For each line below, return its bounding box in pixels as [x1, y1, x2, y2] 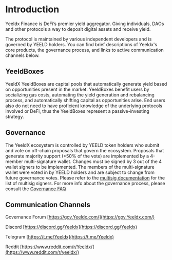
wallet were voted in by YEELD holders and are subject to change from [5, 169, 155, 175]
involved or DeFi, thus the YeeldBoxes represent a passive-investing [5, 108, 150, 114]
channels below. [5, 52, 40, 58]
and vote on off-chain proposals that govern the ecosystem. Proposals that [5, 147, 164, 153]
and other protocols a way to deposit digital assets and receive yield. [5, 26, 151, 32]
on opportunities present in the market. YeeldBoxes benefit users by [5, 86, 149, 92]
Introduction [5, 4, 60, 15]
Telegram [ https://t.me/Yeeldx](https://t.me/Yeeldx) [5, 234, 114, 240]
